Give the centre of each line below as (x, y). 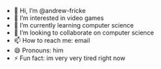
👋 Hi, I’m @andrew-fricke (50, 11)
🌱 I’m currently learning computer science (74, 25)
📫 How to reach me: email (52, 40)
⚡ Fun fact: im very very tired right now (69, 58)
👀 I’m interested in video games (59, 18)
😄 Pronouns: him (39, 50)
